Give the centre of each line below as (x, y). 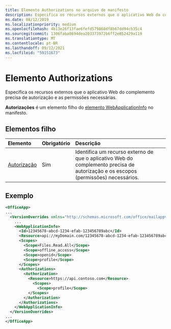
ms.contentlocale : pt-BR (32, 43)
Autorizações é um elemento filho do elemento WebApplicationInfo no (79, 107)
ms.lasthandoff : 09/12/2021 (35, 48)
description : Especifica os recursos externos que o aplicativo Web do (83, 15)
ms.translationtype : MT (31, 39)
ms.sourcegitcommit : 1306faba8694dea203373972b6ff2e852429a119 (74, 34)
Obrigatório (56, 144)
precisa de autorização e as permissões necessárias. (61, 98)
